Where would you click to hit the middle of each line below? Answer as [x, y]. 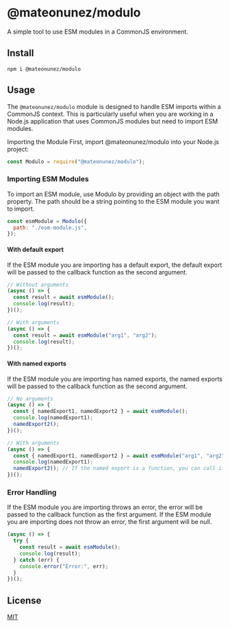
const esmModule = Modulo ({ [47, 221]
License [24, 601]
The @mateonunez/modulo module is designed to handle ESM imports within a [114, 106]
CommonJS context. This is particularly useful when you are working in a [110, 114]
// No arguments [30, 399]
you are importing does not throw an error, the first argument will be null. [110, 522]
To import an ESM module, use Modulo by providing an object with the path [114, 194]
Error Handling [32, 492]
